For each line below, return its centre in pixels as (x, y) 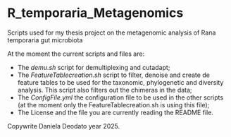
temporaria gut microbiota (45, 40)
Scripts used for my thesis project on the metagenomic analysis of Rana (112, 32)
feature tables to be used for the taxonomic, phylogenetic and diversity (120, 82)
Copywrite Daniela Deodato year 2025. (64, 126)
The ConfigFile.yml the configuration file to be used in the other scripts (120, 97)
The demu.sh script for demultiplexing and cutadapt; (94, 67)
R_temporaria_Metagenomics (95, 13)
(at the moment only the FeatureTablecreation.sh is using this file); (113, 105)
